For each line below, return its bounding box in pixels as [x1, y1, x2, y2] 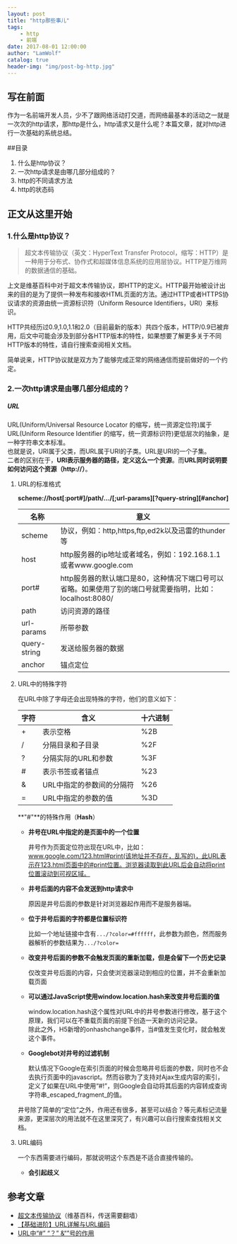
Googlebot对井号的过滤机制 [28, 1049, 109, 1058]
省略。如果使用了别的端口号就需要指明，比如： [60, 584, 217, 594]
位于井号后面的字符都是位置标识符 [28, 914, 128, 923]
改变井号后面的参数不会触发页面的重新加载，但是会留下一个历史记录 [28, 953, 226, 962]
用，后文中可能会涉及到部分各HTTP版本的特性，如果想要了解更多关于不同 [7, 332, 222, 340]
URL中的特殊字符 [17, 680, 68, 689]
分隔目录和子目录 [42, 740, 99, 750]
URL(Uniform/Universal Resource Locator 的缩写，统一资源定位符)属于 [7, 420, 212, 429]
